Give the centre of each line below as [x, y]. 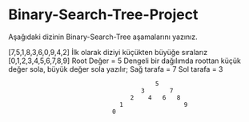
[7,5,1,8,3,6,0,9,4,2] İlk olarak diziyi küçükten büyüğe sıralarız [108, 52]
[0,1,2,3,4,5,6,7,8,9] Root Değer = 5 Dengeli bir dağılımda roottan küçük [125, 61]
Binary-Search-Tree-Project [103, 15]
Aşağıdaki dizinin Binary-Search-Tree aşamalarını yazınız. [103, 37]
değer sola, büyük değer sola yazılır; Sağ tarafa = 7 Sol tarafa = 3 [116, 69]
